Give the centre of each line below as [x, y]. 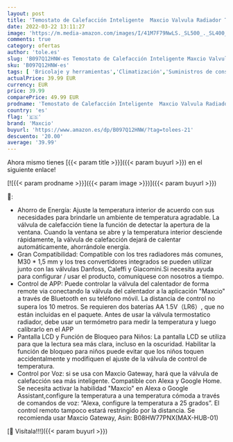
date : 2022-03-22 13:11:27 [46, 26]
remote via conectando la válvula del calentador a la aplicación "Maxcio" [121, 291]
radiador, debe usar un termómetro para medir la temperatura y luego [116, 322]
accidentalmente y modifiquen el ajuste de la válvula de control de [112, 359]
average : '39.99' [32, 143]
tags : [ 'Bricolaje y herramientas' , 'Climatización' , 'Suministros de [110, 71]
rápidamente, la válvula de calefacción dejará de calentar [99, 239]
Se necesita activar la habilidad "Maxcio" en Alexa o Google [103, 389]
